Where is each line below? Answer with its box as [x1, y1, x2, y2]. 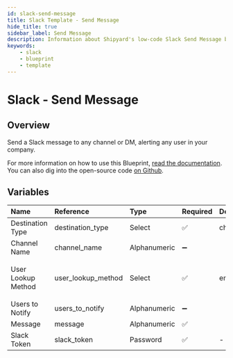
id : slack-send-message [7, 10, 76, 17]
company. [7, 145, 36, 154]
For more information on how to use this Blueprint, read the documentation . [7, 158, 223, 167]
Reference [54, 206, 89, 216]
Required [182, 206, 213, 216]
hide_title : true [7, 23, 58, 30]
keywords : [7, 42, 36, 49]
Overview [7, 120, 51, 131]
